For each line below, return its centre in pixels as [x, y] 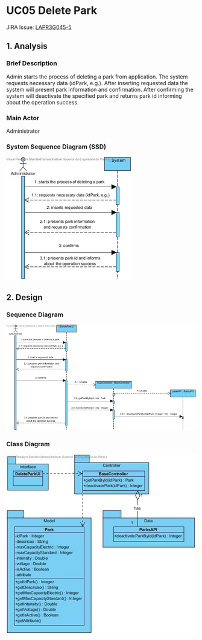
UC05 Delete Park [52, 11]
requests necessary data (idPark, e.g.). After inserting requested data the [97, 83]
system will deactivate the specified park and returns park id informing [94, 96]
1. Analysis [27, 46]
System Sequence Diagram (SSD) [56, 147]
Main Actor [23, 118]
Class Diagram [28, 444]
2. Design [25, 297]
